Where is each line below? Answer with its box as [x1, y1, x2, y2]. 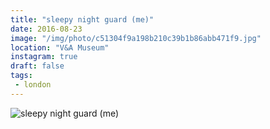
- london [14, 80, 52, 90]
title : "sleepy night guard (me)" [10, 14, 155, 25]
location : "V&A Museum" [10, 42, 110, 53]
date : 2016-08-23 [10, 24, 83, 34]
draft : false [10, 61, 65, 71]
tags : [10, 71, 33, 81]
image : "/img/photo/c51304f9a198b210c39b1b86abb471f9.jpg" [10, 33, 262, 43]
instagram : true [10, 52, 78, 62]
